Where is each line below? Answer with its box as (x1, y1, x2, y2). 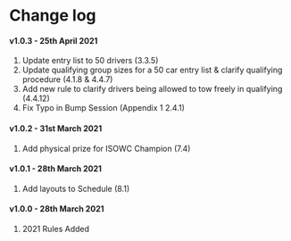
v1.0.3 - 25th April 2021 (9, 35, 98, 46)
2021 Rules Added (21, 224, 90, 234)
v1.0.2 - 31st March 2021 (9, 122, 103, 134)
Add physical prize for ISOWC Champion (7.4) (21, 143, 191, 154)
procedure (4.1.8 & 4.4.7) (21, 74, 113, 85)
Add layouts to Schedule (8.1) (21, 183, 130, 194)
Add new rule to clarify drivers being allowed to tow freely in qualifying (21, 84, 283, 95)
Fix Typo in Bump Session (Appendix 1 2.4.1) (21, 103, 185, 113)
